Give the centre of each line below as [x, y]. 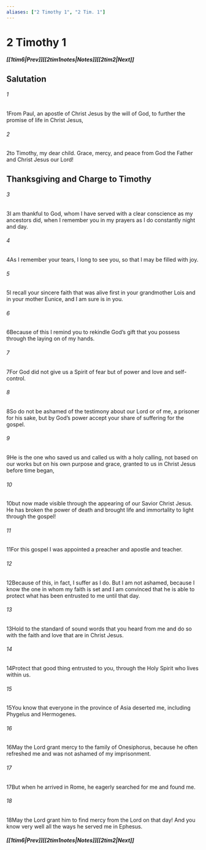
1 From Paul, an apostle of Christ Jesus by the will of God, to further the [96, 113]
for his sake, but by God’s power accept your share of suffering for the [95, 418]
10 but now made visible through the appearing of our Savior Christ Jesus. [100, 503]
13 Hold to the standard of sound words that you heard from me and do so [99, 629]
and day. [17, 226]
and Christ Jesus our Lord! [40, 159]
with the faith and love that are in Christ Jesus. [65, 635]
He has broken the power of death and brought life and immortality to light [100, 510]
